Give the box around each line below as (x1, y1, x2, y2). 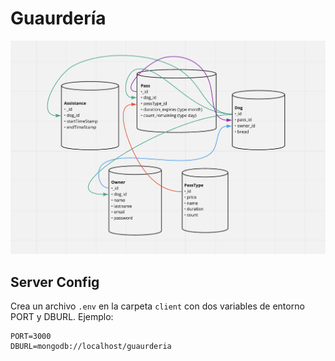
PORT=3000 (10, 332, 52, 342)
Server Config (10, 273, 100, 291)
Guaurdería (10, 7, 107, 30)
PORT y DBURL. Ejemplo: (10, 311, 114, 323)
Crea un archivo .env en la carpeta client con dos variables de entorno (10, 300, 305, 312)
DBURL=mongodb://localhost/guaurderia (10, 342, 172, 352)
